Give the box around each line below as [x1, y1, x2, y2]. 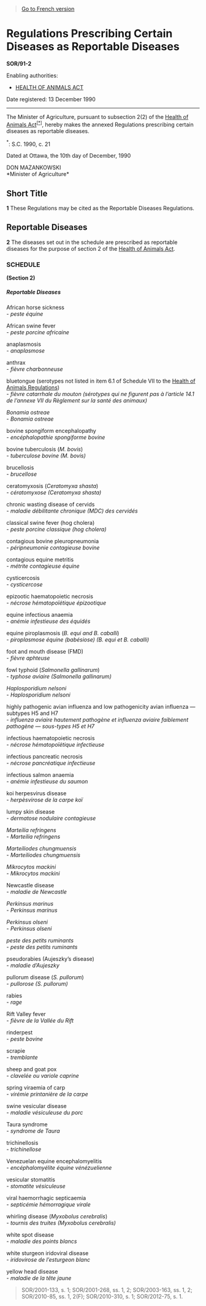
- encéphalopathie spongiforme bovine [6, 433, 105, 441]
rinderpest [6, 1029, 32, 1036]
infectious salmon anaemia [6, 771, 74, 779]
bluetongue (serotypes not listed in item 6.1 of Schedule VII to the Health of [6, 377, 196, 385]
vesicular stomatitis [6, 1176, 55, 1183]
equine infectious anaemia [6, 611, 74, 619]
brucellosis [6, 464, 34, 472]
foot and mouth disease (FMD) [6, 648, 84, 655]
